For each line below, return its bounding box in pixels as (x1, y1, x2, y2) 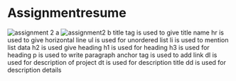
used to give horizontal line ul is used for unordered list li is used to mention (7, 35, 229, 44)
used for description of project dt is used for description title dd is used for (7, 58, 226, 66)
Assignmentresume (7, 5, 127, 21)
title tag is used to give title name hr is (112, 28, 224, 37)
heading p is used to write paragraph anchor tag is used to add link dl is (7, 51, 218, 59)
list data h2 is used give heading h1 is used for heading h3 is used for (7, 43, 210, 51)
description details (7, 66, 62, 74)
